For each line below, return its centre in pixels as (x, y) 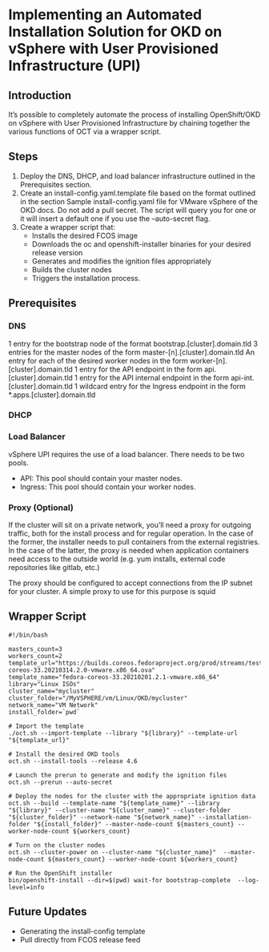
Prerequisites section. (56, 184)
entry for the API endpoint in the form (141, 369)
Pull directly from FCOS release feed (80, 939)
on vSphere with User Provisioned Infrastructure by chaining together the (129, 123)
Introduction (40, 95)
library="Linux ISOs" (44, 684)
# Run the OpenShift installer (60, 873)
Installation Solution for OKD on (115, 32)
